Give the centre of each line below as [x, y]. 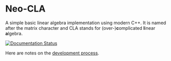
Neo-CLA [26, 9]
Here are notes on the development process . [52, 53]
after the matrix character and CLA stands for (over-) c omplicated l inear [80, 28]
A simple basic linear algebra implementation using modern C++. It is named [86, 23]
